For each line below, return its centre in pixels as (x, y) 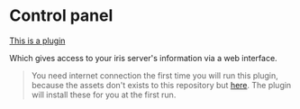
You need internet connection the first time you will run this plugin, (155, 75)
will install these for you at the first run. (104, 95)
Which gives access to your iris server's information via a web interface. (143, 58)
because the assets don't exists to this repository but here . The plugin (161, 85)
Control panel (61, 16)
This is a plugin (37, 41)
